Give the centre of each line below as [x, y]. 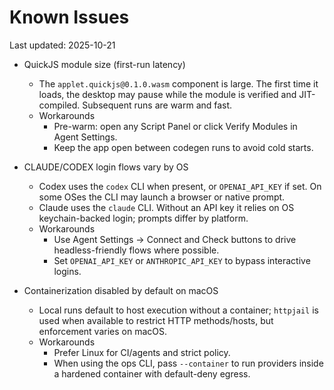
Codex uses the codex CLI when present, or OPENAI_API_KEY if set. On [180, 186]
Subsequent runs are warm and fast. [157, 105]
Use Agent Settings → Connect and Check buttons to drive [175, 239]
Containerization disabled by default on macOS [121, 290]
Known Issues [69, 17]
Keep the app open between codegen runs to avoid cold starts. [183, 147]
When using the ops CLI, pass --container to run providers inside [188, 363]
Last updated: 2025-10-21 [62, 45]
